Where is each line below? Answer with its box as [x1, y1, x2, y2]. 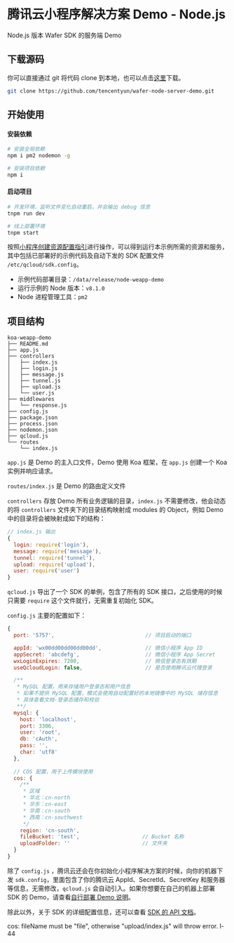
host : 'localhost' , [20, 716, 77, 723]
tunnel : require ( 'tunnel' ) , [13, 554, 96, 562]
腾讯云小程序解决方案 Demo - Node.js [7, 6, 226, 22]
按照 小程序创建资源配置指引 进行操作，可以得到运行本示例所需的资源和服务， [7, 243, 228, 251]
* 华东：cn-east [22, 801, 67, 808]
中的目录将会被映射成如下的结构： [7, 514, 106, 523]
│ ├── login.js [7, 365, 58, 372]
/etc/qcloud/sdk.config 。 [7, 261, 83, 269]
